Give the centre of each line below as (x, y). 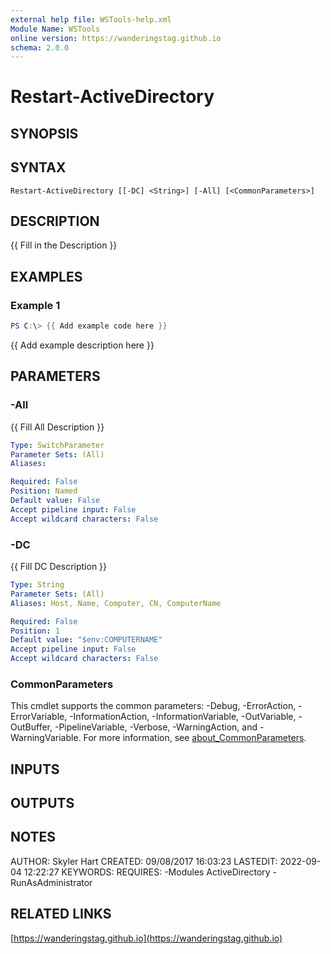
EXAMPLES (46, 276)
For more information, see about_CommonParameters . (195, 738)
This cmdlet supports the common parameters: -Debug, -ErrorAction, (153, 706)
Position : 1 (35, 631)
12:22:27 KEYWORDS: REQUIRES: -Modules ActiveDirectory (147, 872)
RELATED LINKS (61, 914)
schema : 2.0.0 (40, 47)
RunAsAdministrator (51, 882)
